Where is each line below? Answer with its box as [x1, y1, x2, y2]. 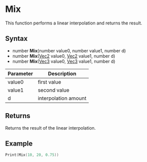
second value [37, 86, 70, 93]
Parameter [7, 70, 33, 77]
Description [48, 70, 76, 77]
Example [5, 139, 33, 148]
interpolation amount [37, 95, 87, 102]
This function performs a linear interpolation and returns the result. [5, 20, 143, 26]
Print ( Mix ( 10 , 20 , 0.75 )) [5, 153, 59, 158]
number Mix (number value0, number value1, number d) [12, 47, 126, 53]
